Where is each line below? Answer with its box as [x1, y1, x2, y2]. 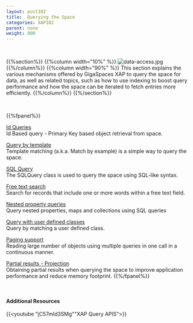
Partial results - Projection [6, 260, 70, 267]
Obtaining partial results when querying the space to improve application [6, 266, 184, 273]
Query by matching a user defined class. [6, 225, 105, 232]
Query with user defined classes [6, 219, 85, 226]
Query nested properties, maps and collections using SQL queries [6, 207, 166, 214]
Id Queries [6, 124, 31, 131]
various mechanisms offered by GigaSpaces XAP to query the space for [6, 71, 181, 78]
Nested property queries [6, 201, 66, 208]
